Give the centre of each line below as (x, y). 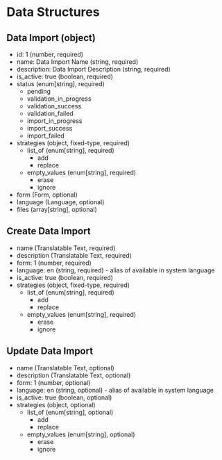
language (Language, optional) (60, 202)
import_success (50, 128)
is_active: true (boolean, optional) (64, 397)
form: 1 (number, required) (54, 263)
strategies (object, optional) (56, 404)
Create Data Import (49, 231)
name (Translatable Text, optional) (66, 368)
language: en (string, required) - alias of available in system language (116, 270)
